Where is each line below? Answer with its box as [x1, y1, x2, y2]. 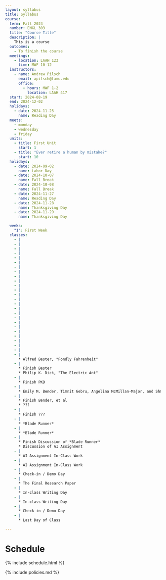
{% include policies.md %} [5, 569, 59, 575]
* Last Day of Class [18, 518, 61, 523]
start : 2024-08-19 [9, 95, 48, 99]
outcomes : [9, 44, 30, 49]
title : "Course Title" [9, 30, 56, 35]
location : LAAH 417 [27, 90, 68, 95]
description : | [9, 35, 41, 40]
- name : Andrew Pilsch [14, 72, 61, 77]
